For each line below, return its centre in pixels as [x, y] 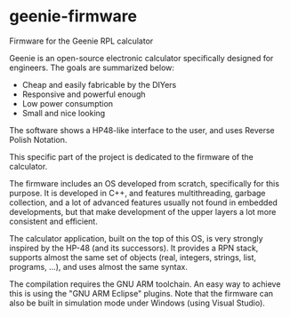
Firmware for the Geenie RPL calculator [81, 41]
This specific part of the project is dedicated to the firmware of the [131, 156]
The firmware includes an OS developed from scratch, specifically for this [145, 183]
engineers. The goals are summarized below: [92, 67]
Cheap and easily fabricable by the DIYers [99, 84]
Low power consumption [68, 103]
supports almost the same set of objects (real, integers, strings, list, [133, 257]
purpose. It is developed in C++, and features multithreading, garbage [137, 193]
